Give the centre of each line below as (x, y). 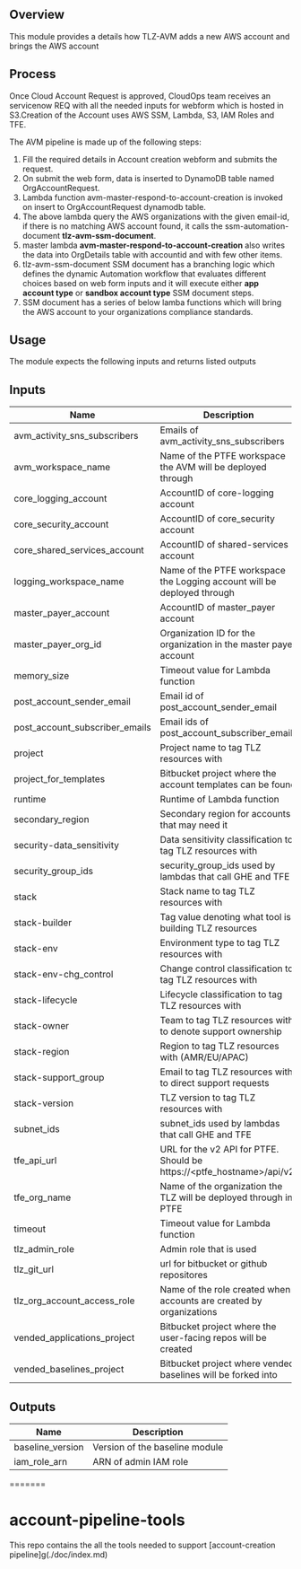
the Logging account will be (218, 582)
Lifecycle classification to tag (221, 995)
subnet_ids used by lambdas (220, 1124)
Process (33, 74)
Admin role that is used (208, 1249)
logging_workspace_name (69, 582)
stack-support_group (59, 1078)
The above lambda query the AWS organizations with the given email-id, (155, 216)
